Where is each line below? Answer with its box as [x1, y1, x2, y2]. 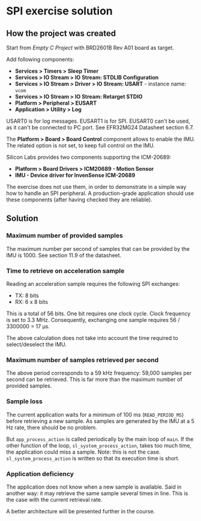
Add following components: [6, 56, 74, 63]
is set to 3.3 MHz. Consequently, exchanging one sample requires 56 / [6, 316, 180, 323]
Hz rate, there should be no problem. [6, 424, 97, 431]
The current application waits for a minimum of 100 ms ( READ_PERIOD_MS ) [6, 411, 184, 418]
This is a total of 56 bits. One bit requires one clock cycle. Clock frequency [6, 310, 191, 317]
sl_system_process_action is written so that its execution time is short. [6, 454, 180, 461]
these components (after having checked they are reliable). [6, 196, 153, 203]
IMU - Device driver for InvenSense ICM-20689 [14, 171, 136, 179]
